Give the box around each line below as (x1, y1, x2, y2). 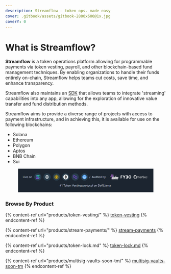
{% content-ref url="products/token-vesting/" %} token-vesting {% (5, 212, 147, 218)
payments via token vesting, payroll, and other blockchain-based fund (5, 64, 153, 70)
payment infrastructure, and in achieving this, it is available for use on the (5, 116, 160, 122)
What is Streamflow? (5, 41, 96, 53)
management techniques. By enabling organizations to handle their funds (5, 69, 160, 76)
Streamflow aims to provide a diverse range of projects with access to (5, 111, 153, 117)
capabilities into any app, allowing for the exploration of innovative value (5, 95, 157, 102)
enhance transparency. (5, 80, 54, 86)
